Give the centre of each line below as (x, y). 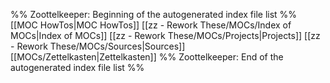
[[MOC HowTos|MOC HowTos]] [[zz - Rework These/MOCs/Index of (151, 25)
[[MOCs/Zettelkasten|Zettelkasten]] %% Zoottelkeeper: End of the (147, 57)
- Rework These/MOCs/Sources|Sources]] (98, 46)
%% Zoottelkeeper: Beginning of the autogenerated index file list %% (154, 14)
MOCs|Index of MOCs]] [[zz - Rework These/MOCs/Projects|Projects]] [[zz (165, 35)
